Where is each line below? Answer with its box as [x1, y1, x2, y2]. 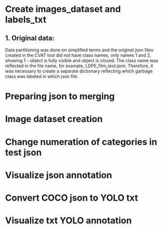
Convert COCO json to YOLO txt [5, 192, 138, 203]
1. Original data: [5, 34, 55, 42]
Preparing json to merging [5, 91, 115, 102]
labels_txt [5, 14, 46, 25]
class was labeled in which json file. [5, 74, 79, 79]
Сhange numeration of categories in [5, 136, 158, 148]
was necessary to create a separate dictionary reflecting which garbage [5, 68, 153, 74]
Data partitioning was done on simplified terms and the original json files [5, 47, 154, 53]
